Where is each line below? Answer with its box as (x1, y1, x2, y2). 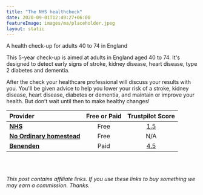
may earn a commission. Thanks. (6, 182, 90, 189)
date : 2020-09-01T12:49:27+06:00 (6, 14, 91, 21)
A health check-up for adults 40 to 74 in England (6, 42, 128, 50)
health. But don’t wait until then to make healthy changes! (6, 98, 150, 105)
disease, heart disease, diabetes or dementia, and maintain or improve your (6, 91, 195, 98)
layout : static (6, 25, 45, 32)
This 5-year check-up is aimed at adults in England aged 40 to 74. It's (6, 54, 181, 61)
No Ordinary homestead (9, 132, 81, 141)
